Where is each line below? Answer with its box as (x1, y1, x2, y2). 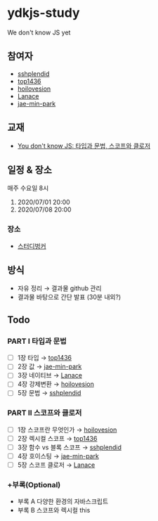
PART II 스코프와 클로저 (7, 408, 82, 418)
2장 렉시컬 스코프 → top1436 (17, 434, 98, 442)
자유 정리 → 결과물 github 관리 (17, 284, 102, 292)
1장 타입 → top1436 (17, 354, 72, 362)
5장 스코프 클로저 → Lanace (17, 461, 96, 469)
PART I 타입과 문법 (7, 336, 67, 346)
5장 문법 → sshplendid (17, 389, 81, 397)
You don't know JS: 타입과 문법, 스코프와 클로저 (17, 141, 151, 150)
